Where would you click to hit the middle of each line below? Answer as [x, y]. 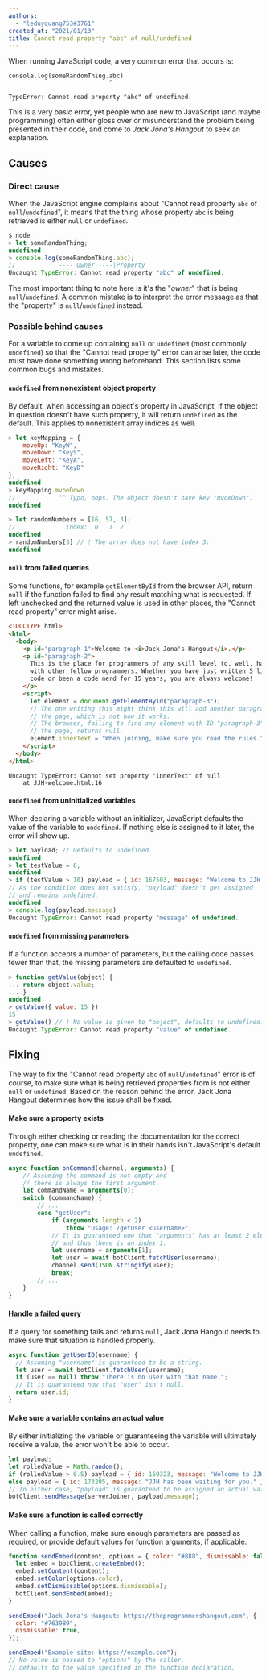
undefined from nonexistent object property [82, 388]
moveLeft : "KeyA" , [53, 460]
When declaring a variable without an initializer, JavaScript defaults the [126, 818]
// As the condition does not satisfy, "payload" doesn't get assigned [131, 888]
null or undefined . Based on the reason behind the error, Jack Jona [120, 1091]
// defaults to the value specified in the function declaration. [122, 1668]
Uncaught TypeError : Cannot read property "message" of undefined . [124, 918]
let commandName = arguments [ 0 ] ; [79, 1191]
